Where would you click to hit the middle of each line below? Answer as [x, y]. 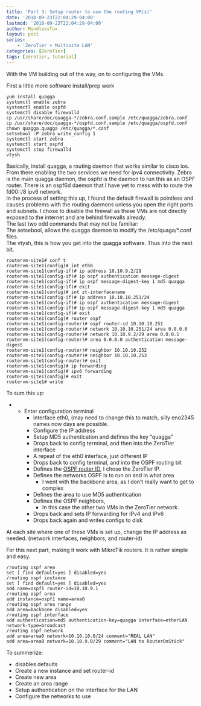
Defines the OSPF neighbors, [69, 501]
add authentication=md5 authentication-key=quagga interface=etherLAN [97, 620]
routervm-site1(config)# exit [44, 377]
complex [53, 488]
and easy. [18, 556]
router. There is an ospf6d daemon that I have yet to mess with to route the [99, 185]
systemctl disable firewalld [43, 112]
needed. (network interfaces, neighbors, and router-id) [75, 538]
